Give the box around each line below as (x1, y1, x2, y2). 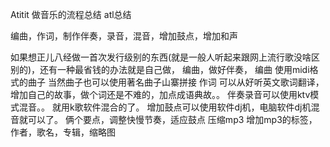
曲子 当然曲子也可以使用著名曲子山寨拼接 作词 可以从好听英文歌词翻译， (27, 76, 325, 88)
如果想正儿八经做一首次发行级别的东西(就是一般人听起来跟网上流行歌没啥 (10, 51, 312, 63)
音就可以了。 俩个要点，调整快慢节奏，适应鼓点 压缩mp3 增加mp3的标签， (10, 114, 318, 125)
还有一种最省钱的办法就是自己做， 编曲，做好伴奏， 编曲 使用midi (39, 64, 310, 75)
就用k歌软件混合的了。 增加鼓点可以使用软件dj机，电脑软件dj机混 (51, 101, 320, 113)
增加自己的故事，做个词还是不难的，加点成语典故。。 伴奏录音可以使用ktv (10, 89, 311, 100)
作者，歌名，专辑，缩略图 (10, 126, 116, 138)
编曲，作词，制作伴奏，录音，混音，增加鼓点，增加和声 (10, 30, 238, 42)
